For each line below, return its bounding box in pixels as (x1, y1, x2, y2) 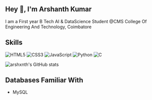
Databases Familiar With (5, 76, 84, 84)
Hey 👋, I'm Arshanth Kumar (5, 5, 92, 14)
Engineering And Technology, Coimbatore (5, 24, 92, 30)
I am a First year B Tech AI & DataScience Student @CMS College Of (5, 18, 147, 24)
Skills (5, 38, 23, 47)
